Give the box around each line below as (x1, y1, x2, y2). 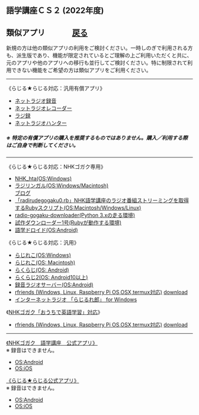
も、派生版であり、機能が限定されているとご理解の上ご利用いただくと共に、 (6, 52, 192, 59)
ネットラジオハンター (14, 120, 67, 127)
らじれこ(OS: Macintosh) (14, 259, 76, 266)
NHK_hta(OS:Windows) (14, 175, 72, 182)
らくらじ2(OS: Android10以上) (14, 274, 88, 281)
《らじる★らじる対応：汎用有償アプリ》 (6, 85, 105, 92)
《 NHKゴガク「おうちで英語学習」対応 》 (6, 308, 103, 316)
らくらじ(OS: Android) (14, 266, 69, 274)
